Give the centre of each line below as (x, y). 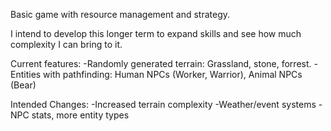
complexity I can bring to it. (66, 44)
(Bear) (23, 85)
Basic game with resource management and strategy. (120, 14)
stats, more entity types (80, 115)
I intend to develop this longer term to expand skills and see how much (156, 33)
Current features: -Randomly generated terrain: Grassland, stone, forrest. (161, 63)
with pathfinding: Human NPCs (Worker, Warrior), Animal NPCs (173, 74)
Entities (26, 74)
